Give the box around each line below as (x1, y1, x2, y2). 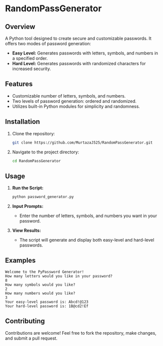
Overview (5, 23, 36, 31)
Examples (5, 256, 36, 265)
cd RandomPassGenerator (12, 158, 61, 163)
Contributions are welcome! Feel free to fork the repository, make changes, (5, 330, 157, 336)
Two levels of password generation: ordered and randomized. (12, 98, 137, 104)
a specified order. (12, 55, 48, 61)
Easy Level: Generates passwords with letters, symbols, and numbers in (12, 50, 158, 56)
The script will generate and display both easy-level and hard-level (19, 237, 154, 243)
